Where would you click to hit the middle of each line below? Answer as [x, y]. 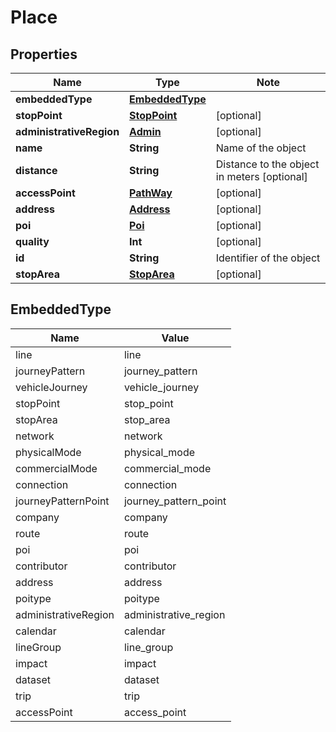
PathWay [151, 193]
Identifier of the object [268, 258]
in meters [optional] [261, 176]
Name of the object [261, 148]
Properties [44, 54]
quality [32, 241]
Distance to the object [267, 164]
